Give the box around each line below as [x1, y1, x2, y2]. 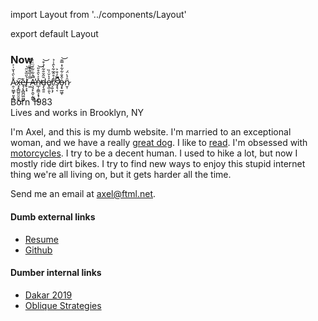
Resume [24, 233, 59, 245]
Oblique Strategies [24, 299, 102, 311]
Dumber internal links [10, 267, 102, 279]
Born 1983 [10, 96, 53, 108]
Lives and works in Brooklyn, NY [10, 107, 145, 119]
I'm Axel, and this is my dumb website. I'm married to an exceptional [10, 126, 292, 138]
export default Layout [10, 28, 99, 39]
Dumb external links [10, 210, 96, 223]
